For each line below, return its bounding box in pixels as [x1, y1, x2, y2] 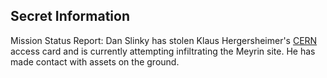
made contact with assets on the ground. [10, 55, 180, 68]
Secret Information [10, 8, 130, 25]
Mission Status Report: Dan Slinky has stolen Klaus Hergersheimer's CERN [10, 34, 318, 46]
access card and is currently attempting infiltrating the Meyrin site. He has [10, 45, 316, 57]
